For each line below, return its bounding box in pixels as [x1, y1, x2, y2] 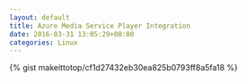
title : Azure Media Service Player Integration [9, 21, 191, 30]
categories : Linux [9, 37, 78, 47]
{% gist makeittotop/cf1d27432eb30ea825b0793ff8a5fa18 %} [9, 62, 238, 73]
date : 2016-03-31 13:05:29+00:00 [9, 29, 135, 38]
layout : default [9, 12, 70, 22]
